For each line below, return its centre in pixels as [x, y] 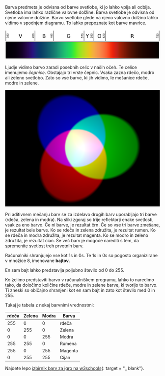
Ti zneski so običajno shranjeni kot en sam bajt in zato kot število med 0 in [80, 290]
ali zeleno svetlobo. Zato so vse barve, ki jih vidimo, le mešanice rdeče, [77, 77]
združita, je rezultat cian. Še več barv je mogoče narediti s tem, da [72, 240]
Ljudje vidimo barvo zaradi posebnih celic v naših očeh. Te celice [71, 67]
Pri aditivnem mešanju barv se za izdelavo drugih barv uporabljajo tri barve [81, 214]
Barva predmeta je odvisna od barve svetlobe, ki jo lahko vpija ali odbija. [78, 7]
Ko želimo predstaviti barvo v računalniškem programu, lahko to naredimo [80, 280]
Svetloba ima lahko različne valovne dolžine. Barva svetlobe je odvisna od [80, 12]
